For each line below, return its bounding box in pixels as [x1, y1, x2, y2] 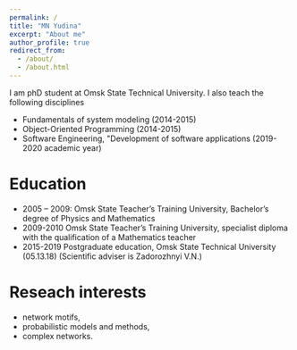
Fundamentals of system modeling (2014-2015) [21, 113, 197, 125]
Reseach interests [9, 282, 147, 302]
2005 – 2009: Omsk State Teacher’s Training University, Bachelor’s [21, 203, 269, 214]
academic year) [44, 142, 102, 153]
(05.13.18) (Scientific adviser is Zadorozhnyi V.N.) [21, 251, 203, 262]
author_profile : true [9, 37, 90, 47]
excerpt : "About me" [9, 29, 87, 38]
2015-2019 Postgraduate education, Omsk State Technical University [21, 241, 276, 252]
